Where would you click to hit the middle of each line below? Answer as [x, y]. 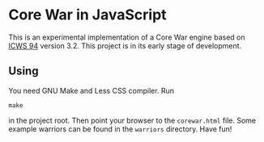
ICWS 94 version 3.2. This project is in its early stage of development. [125, 45]
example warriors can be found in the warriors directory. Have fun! [120, 129]
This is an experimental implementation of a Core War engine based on [127, 37]
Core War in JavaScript [88, 15]
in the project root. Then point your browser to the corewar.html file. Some [132, 120]
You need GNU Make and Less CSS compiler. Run [92, 90]
